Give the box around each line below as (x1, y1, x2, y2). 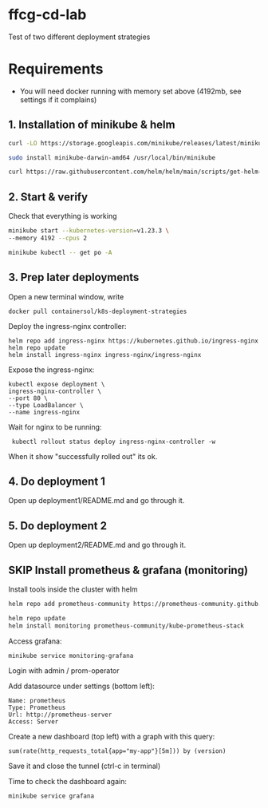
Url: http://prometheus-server (8, 711, 112, 719)
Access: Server (8, 717, 59, 726)
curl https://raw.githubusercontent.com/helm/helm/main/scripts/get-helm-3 (8, 168, 266, 176)
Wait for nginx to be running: (8, 422, 102, 432)
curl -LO (8, 139, 37, 147)
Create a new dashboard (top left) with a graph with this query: (8, 731, 215, 741)
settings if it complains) (19, 94, 97, 105)
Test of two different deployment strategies (8, 32, 151, 42)
